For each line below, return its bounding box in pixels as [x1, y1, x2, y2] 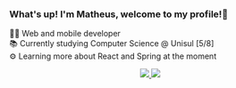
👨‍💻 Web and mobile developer [9, 28, 121, 39]
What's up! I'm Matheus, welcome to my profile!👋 [9, 8, 229, 20]
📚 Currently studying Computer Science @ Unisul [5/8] [9, 38, 215, 49]
